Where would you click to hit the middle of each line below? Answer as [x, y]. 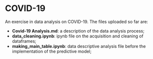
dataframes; [24, 41]
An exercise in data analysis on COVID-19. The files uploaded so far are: [76, 22]
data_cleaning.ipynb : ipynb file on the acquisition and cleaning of [78, 36]
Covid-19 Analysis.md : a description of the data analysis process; [78, 31]
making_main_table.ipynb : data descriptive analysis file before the [79, 46]
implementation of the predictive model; [52, 51]
